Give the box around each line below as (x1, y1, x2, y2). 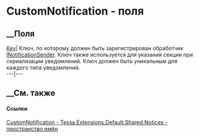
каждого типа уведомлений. (6, 64, 80, 71)
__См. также (6, 88, 56, 98)
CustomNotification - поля (6, 4, 144, 18)
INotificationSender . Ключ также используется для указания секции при (6, 51, 194, 58)
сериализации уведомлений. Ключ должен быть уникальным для (6, 58, 178, 64)
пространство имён (6, 125, 58, 132)
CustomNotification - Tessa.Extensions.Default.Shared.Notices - (6, 119, 168, 126)
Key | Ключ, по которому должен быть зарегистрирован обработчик (6, 44, 184, 52)
